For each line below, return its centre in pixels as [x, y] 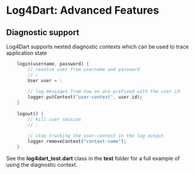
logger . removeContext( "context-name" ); [77, 142]
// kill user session [55, 119]
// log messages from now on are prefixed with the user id [104, 92]
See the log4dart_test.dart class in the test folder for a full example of [93, 158]
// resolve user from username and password [84, 69]
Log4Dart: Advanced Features [83, 10]
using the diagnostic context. [42, 165]
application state [27, 53]
